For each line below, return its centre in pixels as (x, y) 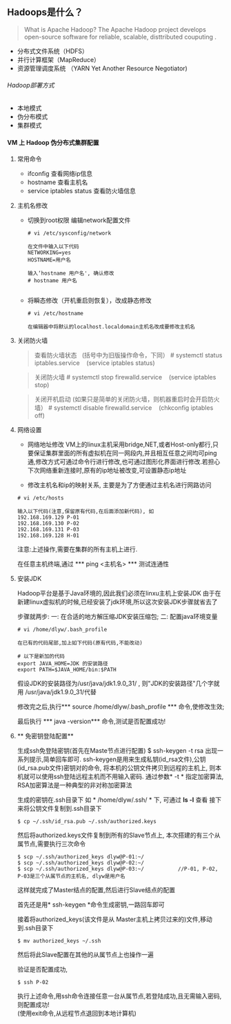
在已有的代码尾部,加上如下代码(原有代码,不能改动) (80, 643)
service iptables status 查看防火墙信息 (82, 191)
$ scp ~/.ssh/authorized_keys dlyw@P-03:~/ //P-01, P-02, (118, 869)
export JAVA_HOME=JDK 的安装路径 (62, 664)
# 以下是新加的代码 (41, 657)
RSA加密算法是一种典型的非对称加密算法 (74, 785)
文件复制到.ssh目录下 (71, 809)
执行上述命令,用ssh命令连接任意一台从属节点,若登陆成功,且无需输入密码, (119, 996)
